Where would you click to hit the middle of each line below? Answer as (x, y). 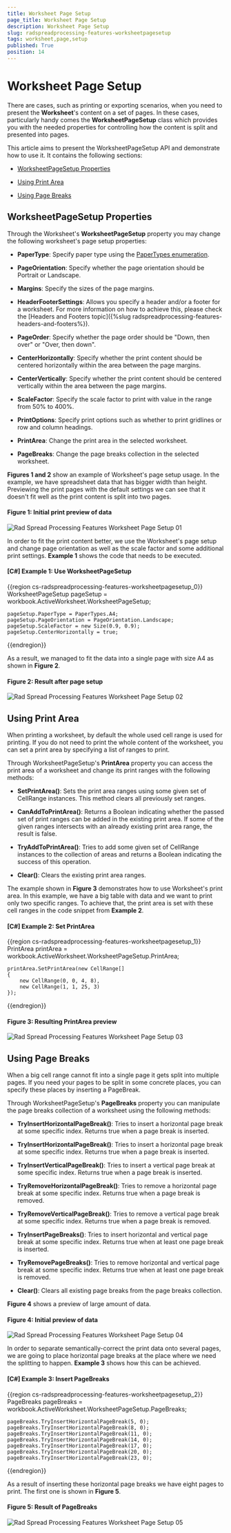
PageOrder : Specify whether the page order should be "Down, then (113, 337)
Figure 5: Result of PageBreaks (52, 1507)
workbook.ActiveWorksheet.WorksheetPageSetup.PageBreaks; (97, 1409)
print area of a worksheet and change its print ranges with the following (109, 770)
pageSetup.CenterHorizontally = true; (63, 632)
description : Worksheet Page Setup (58, 26)
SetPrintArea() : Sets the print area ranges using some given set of (112, 791)
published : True (30, 46)
